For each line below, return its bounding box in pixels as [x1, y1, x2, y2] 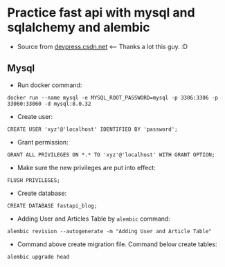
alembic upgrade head [7, 253, 70, 260]
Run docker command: [17, 81, 82, 89]
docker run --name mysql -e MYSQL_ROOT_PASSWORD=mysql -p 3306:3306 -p [7, 94, 218, 101]
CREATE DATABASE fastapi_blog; [7, 202, 98, 209]
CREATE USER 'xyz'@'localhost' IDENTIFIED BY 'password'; [7, 126, 178, 133]
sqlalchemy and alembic [7, 19, 150, 35]
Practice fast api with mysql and [7, 5, 195, 21]
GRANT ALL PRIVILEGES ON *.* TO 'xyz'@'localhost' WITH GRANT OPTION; [7, 151, 215, 158]
